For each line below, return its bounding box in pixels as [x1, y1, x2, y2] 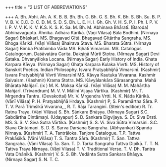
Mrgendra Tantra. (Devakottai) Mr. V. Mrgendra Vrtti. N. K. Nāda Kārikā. [5, 93, 150, 99]
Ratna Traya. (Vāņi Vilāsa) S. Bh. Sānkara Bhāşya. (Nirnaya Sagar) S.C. [5, 109, 149, 115]
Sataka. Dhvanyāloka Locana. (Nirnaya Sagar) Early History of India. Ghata [5, 56, 158, 62]
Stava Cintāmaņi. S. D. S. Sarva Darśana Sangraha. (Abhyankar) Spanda [5, 125, 152, 131]
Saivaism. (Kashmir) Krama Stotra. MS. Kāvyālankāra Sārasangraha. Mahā [5, 77, 157, 83]
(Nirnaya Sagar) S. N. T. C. [5, 157, 59, 162]
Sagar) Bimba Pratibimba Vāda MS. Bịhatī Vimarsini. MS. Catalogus [5, 46, 142, 51]
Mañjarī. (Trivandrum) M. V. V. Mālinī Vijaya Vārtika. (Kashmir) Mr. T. [5, 88, 144, 93]
